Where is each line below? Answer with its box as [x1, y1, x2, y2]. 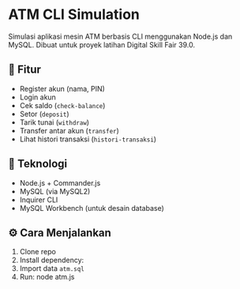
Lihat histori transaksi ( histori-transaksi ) [19, 134, 156, 144]
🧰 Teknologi [8, 157, 68, 171]
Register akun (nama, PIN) [19, 84, 105, 93]
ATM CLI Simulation [8, 6, 141, 24]
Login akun [19, 92, 57, 102]
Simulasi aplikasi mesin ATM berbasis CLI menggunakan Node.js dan [8, 32, 233, 41]
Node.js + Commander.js [19, 178, 101, 187]
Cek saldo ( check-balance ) [19, 100, 106, 110]
